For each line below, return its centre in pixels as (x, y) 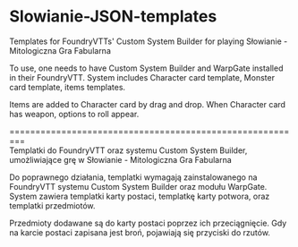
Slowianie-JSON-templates (113, 17)
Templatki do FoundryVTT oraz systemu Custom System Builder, (128, 150)
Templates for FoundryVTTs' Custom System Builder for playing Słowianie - (149, 41)
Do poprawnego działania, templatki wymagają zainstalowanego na (133, 177)
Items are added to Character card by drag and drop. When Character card (148, 104)
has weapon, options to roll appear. (74, 114)
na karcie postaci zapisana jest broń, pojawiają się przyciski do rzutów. (140, 232)
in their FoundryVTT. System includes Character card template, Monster (142, 77)
